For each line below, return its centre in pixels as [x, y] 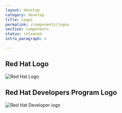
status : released [24, 34]
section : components [27, 29]
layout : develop [22, 10]
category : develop [25, 15]
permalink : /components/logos [38, 24]
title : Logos [19, 20]
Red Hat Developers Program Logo [61, 93]
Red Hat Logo [27, 64]
